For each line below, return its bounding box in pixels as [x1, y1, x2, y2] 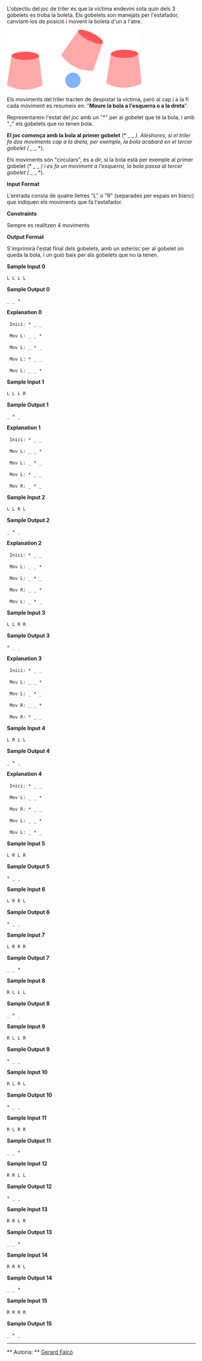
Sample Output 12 [7, 1183, 52, 1190]
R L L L [7, 989, 26, 995]
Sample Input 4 [7, 725, 46, 731]
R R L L [7, 1172, 26, 1178]
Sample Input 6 [7, 886, 46, 893]
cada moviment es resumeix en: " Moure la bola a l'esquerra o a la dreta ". [7, 102, 188, 109]
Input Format [7, 180, 40, 188]
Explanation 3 [7, 655, 42, 662]
